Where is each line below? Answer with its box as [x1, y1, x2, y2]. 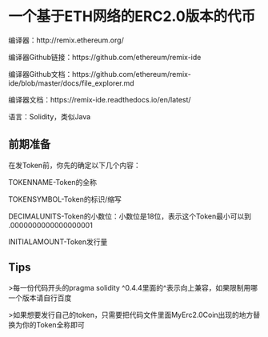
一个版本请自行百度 [8, 293, 72, 303]
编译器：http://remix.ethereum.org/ [8, 35, 124, 45]
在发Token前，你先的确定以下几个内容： [8, 160, 142, 170]
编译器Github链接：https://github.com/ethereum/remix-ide [8, 52, 202, 62]
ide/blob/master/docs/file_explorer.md [8, 78, 134, 88]
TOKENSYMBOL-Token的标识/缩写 [8, 194, 122, 204]
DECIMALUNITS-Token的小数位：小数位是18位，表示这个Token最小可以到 [8, 211, 252, 221]
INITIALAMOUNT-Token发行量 [8, 237, 108, 247]
